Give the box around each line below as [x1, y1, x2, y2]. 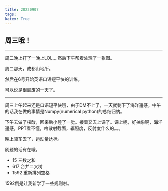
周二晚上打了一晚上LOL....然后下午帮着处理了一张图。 [5, 55, 115, 61]
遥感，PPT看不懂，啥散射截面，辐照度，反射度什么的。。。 [5, 125, 123, 131]
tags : [5, 12, 16, 17]
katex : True [5, 16, 30, 21]
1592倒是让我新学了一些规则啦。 [5, 180, 72, 186]
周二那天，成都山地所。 [5, 66, 53, 72]
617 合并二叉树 [12, 163, 43, 170]
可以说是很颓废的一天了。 [5, 87, 58, 93]
